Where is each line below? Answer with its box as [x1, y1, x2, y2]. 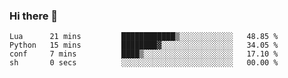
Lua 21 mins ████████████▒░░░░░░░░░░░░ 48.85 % [9, 32, 279, 42]
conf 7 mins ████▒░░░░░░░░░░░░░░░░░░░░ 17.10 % [9, 49, 279, 59]
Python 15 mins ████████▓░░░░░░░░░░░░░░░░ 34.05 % [9, 40, 279, 51]
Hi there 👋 [9, 9, 59, 23]
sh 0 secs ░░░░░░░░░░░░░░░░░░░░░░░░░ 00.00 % [9, 58, 279, 68]
